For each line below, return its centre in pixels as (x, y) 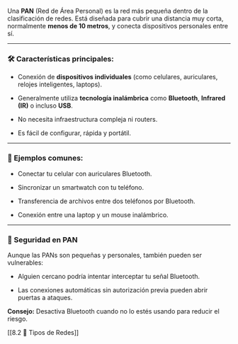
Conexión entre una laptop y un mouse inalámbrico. (93, 214)
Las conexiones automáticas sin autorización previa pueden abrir (113, 289)
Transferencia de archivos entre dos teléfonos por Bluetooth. (107, 201)
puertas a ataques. (45, 297)
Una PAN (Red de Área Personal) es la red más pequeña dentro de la (108, 11)
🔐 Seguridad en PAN (42, 239)
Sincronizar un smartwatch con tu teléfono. (81, 187)
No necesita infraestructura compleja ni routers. (87, 120)
